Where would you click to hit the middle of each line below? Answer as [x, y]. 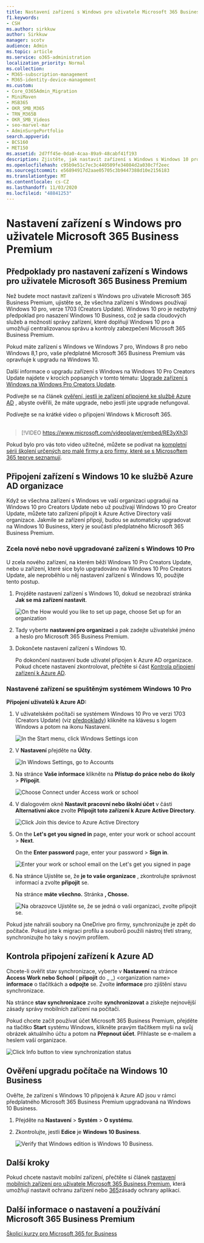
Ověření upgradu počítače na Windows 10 [87, 1071]
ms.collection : [25, 69]
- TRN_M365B [21, 114]
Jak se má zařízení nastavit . [51, 600]
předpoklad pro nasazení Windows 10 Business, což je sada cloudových [96, 315]
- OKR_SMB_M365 [25, 108]
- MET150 [17, 148]
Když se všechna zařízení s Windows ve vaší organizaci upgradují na [93, 501]
